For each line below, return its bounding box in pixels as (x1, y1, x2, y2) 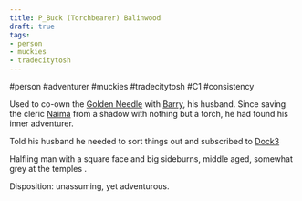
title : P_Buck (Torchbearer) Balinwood (9, 13, 161, 23)
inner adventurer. (9, 118, 75, 129)
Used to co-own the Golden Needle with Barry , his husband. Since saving (9, 99, 286, 110)
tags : (9, 30, 30, 39)
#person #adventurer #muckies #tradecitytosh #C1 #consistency (9, 81, 255, 91)
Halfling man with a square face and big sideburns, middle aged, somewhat (9, 153, 294, 164)
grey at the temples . (9, 164, 88, 174)
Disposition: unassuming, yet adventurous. (9, 181, 170, 192)
